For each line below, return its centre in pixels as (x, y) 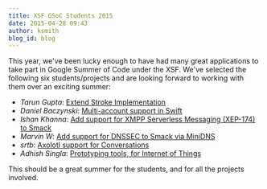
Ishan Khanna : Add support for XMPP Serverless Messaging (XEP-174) (138, 119)
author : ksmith (34, 31)
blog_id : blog (32, 38)
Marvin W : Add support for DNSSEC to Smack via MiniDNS (117, 137)
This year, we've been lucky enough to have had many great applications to (133, 61)
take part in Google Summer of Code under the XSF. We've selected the (127, 70)
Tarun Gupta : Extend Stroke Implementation (93, 102)
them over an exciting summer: (60, 87)
